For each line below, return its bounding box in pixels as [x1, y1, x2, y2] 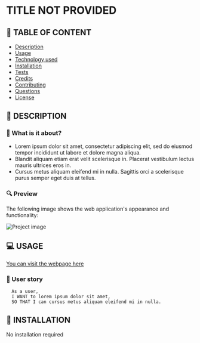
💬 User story [6, 275, 43, 283]
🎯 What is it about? [6, 129, 62, 137]
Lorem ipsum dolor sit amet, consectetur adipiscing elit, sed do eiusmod [14, 143, 193, 150]
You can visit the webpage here [6, 260, 84, 267]
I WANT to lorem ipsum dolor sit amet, [11, 293, 111, 300]
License [14, 94, 35, 101]
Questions [14, 88, 41, 94]
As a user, [11, 289, 39, 295]
